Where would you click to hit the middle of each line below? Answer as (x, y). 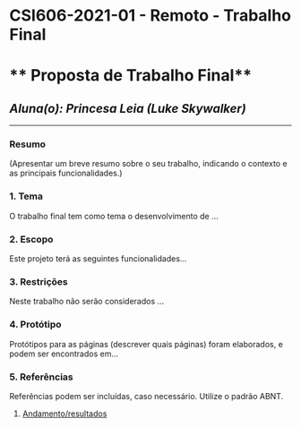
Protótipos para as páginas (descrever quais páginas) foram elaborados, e (146, 344)
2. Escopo (31, 239)
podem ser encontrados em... (64, 354)
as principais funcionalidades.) (66, 173)
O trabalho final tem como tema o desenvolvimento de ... (114, 216)
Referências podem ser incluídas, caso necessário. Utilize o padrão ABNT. (146, 396)
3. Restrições (39, 282)
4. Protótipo (35, 325)
